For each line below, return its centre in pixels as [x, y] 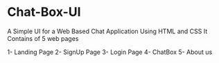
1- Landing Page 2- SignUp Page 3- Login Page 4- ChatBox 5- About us [110, 52]
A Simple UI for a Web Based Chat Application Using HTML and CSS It [107, 31]
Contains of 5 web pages [43, 38]
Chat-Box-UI [44, 12]
